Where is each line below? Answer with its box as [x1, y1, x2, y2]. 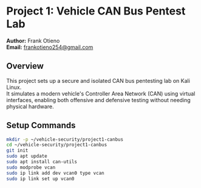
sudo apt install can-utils [6, 159, 78, 165]
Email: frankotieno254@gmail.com [6, 44, 94, 51]
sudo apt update [6, 153, 47, 160]
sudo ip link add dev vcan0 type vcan [6, 170, 104, 176]
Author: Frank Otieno [6, 37, 60, 44]
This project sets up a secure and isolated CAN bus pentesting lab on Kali [6, 77, 190, 84]
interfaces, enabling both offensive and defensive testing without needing [6, 96, 191, 103]
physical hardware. [6, 103, 54, 110]
